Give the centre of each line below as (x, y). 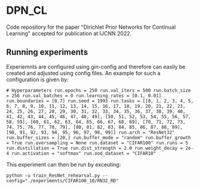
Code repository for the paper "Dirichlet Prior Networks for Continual (91, 27)
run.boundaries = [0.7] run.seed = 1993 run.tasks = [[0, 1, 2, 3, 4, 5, (100, 101)
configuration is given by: (37, 79)
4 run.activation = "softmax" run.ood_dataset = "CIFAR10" (81, 153)
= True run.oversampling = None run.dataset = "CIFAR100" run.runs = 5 (97, 143)
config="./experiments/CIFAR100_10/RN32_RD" (62, 180)
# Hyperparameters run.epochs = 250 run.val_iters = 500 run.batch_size (99, 91)
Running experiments (47, 52)
